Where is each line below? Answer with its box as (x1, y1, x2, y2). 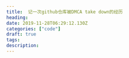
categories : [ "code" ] (6, 25, 61, 32)
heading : (6, 14, 28, 21)
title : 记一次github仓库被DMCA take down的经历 (6, 8, 123, 15)
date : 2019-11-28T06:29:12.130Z (6, 20, 88, 26)
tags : (6, 37, 20, 43)
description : (6, 43, 39, 49)
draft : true (6, 31, 36, 37)
